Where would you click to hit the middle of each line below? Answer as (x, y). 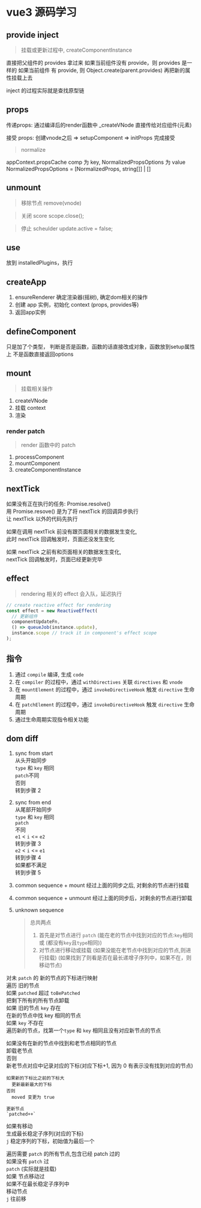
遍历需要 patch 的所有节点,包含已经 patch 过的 (63, 1153)
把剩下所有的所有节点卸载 (38, 1000)
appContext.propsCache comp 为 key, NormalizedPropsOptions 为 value (96, 162)
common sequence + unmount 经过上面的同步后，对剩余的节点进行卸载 (103, 898)
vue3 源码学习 (41, 12)
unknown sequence (39, 910)
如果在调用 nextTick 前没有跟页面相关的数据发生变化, (72, 531)
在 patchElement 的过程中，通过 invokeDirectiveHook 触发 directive (99, 704)
